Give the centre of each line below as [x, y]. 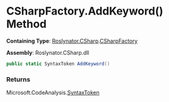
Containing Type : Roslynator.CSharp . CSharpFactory [72, 41]
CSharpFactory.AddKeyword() [85, 11]
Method [26, 24]
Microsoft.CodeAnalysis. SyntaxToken [53, 93]
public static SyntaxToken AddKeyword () [58, 64]
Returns [18, 79]
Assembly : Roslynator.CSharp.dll [48, 52]
